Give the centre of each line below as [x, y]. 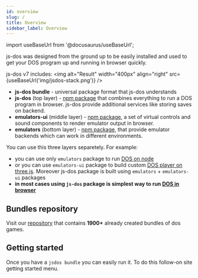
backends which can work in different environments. [79, 136]
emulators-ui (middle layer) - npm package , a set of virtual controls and [103, 117]
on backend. [30, 111]
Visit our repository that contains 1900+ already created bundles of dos [93, 223]
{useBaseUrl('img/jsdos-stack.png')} [51, 80]
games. [15, 229]
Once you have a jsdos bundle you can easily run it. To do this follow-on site [99, 262]
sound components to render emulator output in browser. [85, 123]
